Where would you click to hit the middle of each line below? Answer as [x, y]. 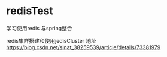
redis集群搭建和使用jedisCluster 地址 [51, 40]
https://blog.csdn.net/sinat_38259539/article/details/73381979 [83, 47]
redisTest [30, 11]
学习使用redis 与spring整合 [40, 28]
